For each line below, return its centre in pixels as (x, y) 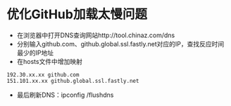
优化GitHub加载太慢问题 (77, 14)
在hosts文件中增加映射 (49, 61)
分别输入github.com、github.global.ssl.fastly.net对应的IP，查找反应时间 (120, 44)
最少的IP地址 (35, 53)
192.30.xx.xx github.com (43, 74)
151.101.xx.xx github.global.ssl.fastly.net (73, 81)
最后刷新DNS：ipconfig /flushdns (65, 95)
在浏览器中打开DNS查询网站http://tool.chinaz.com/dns (96, 35)
